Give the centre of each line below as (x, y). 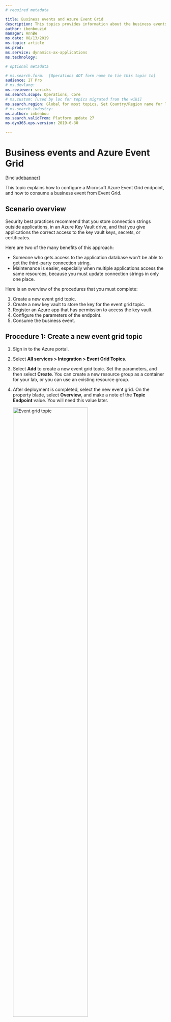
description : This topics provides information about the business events (86, 24)
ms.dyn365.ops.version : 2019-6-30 (42, 123)
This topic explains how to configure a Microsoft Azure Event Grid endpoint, (85, 187)
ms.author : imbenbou (27, 114)
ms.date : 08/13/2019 (27, 38)
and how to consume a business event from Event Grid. (63, 193)
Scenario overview (36, 209)
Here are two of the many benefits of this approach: (60, 247)
